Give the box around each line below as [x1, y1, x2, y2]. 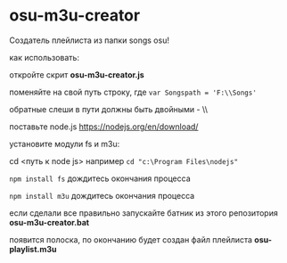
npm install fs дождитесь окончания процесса [9, 173, 192, 184]
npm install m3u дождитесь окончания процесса [9, 190, 195, 201]
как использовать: [9, 52, 80, 62]
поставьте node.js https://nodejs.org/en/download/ [9, 121, 199, 132]
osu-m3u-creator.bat [9, 217, 90, 227]
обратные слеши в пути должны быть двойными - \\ [9, 103, 208, 114]
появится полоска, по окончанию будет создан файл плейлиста [9, 234, 252, 245]
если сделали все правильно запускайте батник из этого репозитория [9, 207, 278, 218]
